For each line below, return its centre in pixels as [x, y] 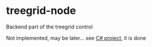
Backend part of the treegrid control [49, 27]
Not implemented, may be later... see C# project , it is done [76, 38]
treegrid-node [41, 11]
